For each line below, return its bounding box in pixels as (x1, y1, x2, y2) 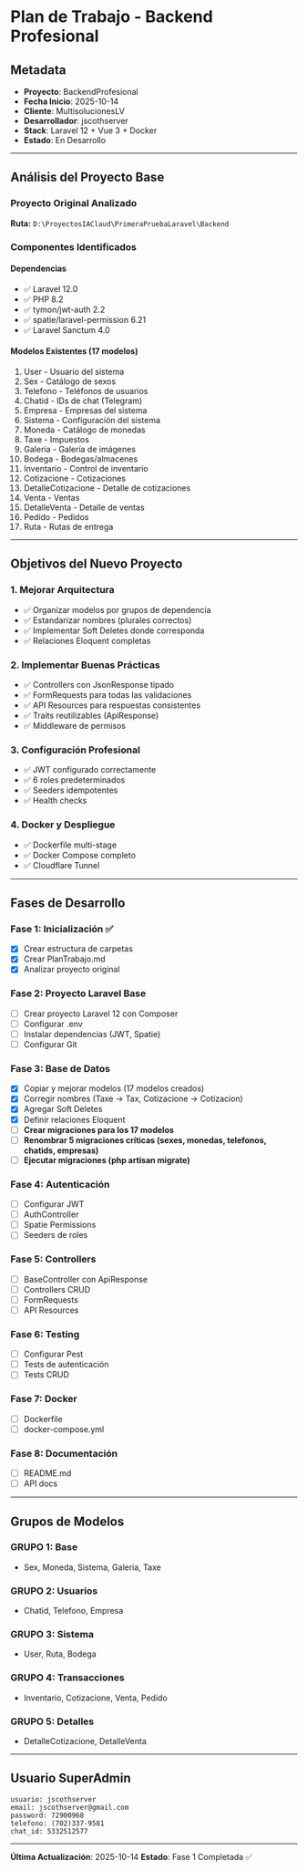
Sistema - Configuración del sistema (23, 415, 161, 426)
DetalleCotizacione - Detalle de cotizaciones (23, 483, 191, 494)
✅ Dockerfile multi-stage (23, 839, 118, 850)
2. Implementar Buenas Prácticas (10, 659, 160, 671)
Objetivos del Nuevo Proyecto (10, 556, 183, 572)
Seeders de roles (23, 1230, 88, 1241)
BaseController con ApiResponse (23, 1273, 148, 1284)
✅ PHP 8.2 (23, 294, 64, 305)
